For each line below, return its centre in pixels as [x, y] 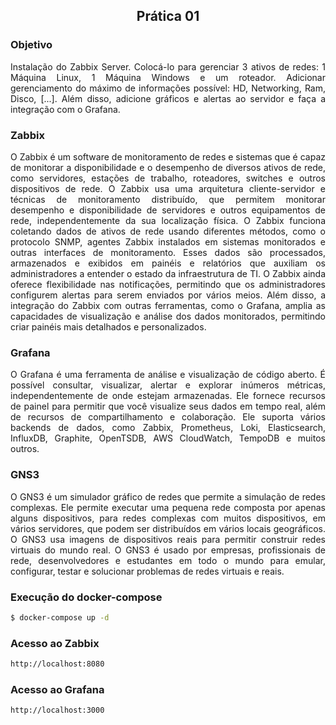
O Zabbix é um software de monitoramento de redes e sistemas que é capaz [168, 156]
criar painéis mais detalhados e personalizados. [108, 326]
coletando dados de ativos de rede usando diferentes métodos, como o [168, 231]
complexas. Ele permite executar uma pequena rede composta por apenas [168, 507]
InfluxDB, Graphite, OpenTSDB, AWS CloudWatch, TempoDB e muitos [168, 438]
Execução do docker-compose [86, 597]
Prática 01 [168, 16]
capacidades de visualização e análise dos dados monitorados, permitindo [168, 316]
